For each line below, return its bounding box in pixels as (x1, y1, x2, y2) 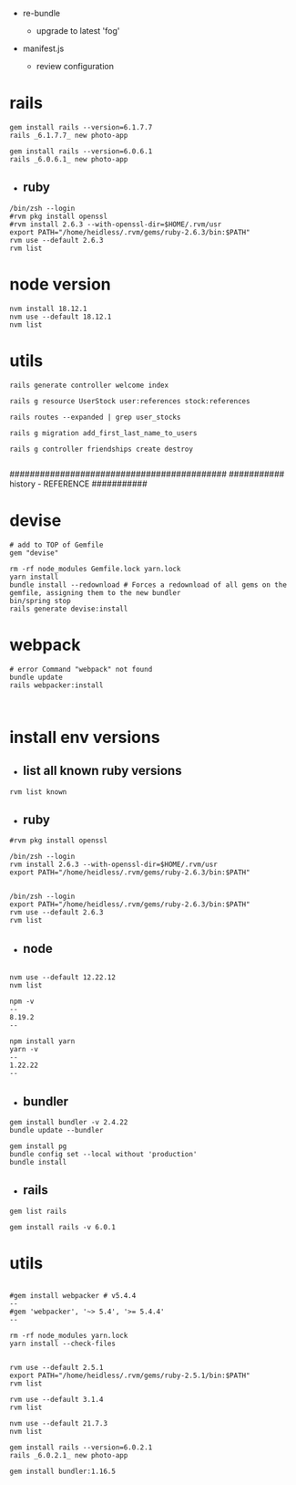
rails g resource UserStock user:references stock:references (9, 396, 250, 405)
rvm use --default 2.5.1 (9, 1363, 104, 1372)
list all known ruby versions (22, 763, 182, 779)
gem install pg (9, 1141, 67, 1151)
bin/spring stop (9, 596, 71, 605)
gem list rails (9, 1207, 67, 1216)
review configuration (36, 61, 114, 71)
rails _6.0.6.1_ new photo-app (9, 154, 128, 163)
